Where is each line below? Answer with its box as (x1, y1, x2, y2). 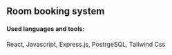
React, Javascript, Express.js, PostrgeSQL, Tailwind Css (6, 40, 166, 48)
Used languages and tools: (6, 24, 85, 33)
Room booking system (6, 5, 105, 17)
